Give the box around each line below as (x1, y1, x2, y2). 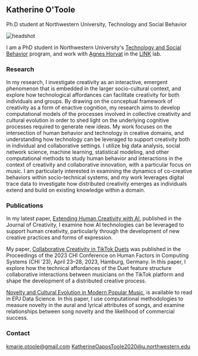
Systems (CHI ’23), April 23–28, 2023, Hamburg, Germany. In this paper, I (6, 258, 186, 265)
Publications (6, 201, 43, 210)
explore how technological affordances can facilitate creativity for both (6, 91, 180, 99)
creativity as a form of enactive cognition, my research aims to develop (6, 104, 180, 111)
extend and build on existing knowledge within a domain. (6, 186, 146, 194)
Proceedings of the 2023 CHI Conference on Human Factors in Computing (6, 252, 189, 259)
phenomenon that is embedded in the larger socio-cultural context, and (6, 85, 181, 92)
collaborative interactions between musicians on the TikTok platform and (6, 271, 184, 278)
